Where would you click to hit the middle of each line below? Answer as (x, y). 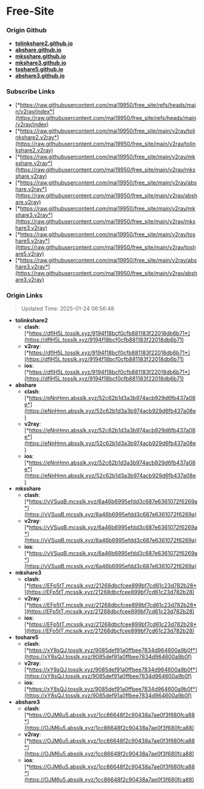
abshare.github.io (38, 50)
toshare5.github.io (39, 69)
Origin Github (27, 30)
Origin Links (25, 295)
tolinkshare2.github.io (44, 43)
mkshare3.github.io (41, 63)
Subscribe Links (31, 91)
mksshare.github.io (40, 57)
